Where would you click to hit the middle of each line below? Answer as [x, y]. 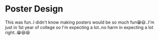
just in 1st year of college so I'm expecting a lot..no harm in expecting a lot [79, 27]
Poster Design [34, 9]
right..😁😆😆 [18, 32]
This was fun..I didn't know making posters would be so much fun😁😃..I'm [80, 22]
